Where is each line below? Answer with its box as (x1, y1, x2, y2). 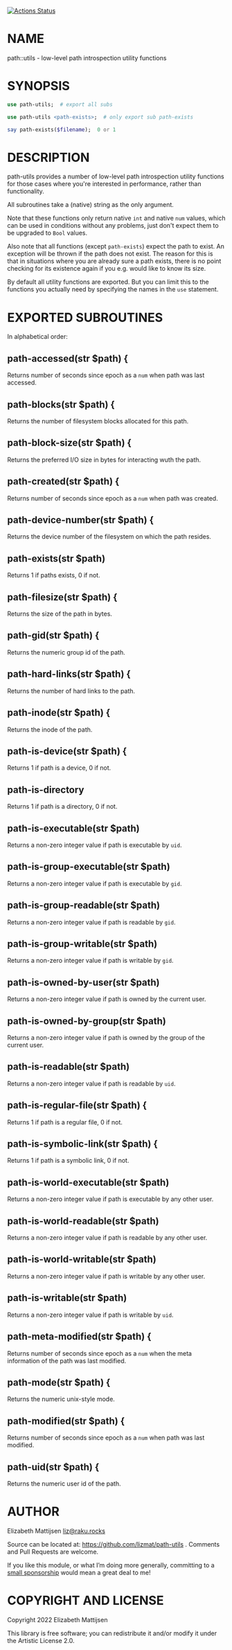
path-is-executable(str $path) (7, 823, 140, 834)
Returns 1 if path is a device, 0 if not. (7, 764, 111, 772)
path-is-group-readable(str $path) (7, 900, 161, 911)
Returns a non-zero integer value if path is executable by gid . (7, 879, 182, 888)
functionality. (7, 187, 45, 196)
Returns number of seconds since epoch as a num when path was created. (7, 494, 218, 503)
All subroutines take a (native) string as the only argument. (7, 201, 175, 209)
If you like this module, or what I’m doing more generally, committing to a (7, 1560, 215, 1569)
